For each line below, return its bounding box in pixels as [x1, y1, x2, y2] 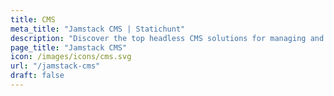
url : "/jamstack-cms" [10, 61, 101, 71]
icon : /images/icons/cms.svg [10, 52, 132, 62]
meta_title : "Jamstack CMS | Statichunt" [10, 24, 186, 34]
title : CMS [10, 14, 56, 25]
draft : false [10, 71, 65, 81]
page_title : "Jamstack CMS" [10, 42, 128, 53]
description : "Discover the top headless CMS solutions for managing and [10, 33, 325, 43]
